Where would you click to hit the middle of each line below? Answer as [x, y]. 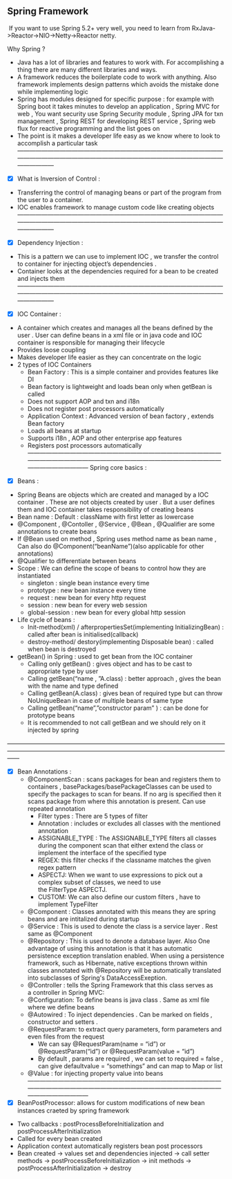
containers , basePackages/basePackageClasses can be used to [119, 787]
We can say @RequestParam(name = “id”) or [102, 1044]
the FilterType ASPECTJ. [72, 890]
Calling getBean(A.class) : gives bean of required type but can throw [125, 693]
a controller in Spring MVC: [66, 993]
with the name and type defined [73, 686]
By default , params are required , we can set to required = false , [130, 1059]
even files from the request [66, 1036]
